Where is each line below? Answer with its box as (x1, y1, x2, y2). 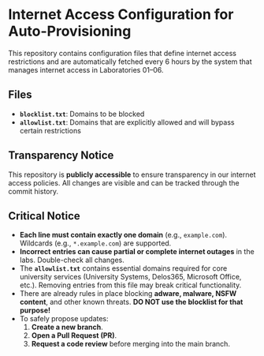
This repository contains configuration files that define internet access (8, 48, 236, 58)
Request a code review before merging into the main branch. (31, 339, 231, 349)
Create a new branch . (31, 322, 104, 332)
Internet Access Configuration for (8, 6, 234, 24)
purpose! (19, 305, 51, 315)
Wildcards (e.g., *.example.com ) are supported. (19, 238, 172, 248)
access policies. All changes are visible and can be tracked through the (8, 178, 240, 187)
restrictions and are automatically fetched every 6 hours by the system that (8, 57, 252, 66)
